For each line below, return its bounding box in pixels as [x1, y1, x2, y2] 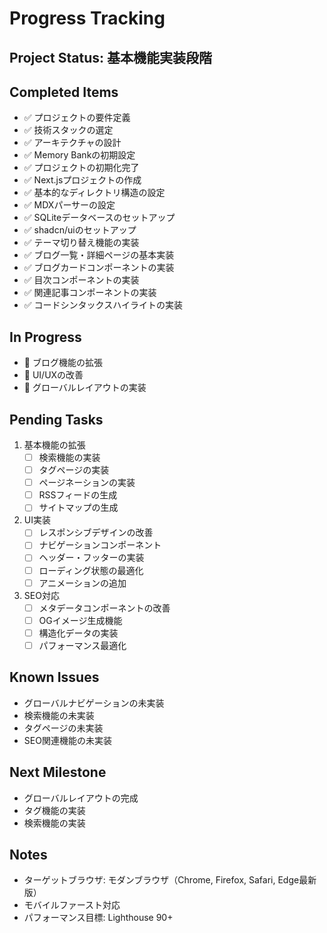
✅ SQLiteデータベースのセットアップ [23, 212, 176, 224]
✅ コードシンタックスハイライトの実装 [23, 299, 183, 311]
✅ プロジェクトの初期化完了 [23, 162, 140, 174]
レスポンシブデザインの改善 [38, 527, 154, 539]
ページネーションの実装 [38, 477, 136, 489]
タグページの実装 [38, 464, 110, 476]
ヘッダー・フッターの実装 [38, 552, 145, 564]
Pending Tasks [9, 411, 104, 428]
